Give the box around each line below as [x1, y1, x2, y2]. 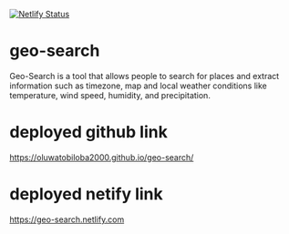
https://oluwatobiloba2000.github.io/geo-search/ [9, 151, 194, 163]
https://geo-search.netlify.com [9, 214, 125, 225]
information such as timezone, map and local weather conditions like [9, 80, 267, 91]
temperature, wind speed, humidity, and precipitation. [9, 89, 212, 100]
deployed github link [9, 122, 169, 143]
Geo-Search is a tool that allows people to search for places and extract [9, 70, 280, 81]
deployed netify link [9, 184, 163, 205]
